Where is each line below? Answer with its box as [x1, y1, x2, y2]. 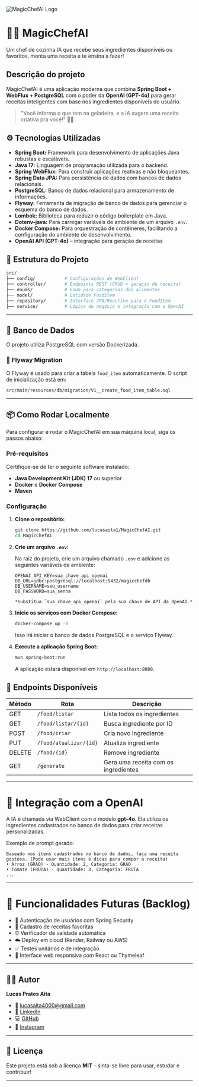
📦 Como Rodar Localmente [6, 410, 110, 420]
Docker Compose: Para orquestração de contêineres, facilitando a [14, 225, 178, 232]
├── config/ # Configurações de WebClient [6, 276, 139, 282]
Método [9, 700, 31, 708]
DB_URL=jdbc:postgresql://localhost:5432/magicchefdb [14, 578, 150, 584]
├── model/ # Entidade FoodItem [6, 292, 115, 298]
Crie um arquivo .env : [14, 543, 69, 550]
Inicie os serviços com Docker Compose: [14, 609, 118, 616]
